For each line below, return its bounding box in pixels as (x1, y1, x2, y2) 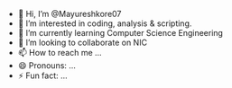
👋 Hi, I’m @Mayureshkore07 (17, 9, 122, 19)
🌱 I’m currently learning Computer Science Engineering (17, 28, 224, 38)
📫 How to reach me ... (17, 48, 102, 57)
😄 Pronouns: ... (17, 60, 77, 71)
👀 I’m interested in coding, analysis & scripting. (17, 18, 192, 29)
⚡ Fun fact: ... (17, 70, 68, 81)
